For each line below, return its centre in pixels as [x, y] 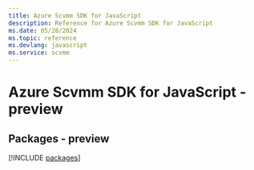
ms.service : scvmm [39, 53]
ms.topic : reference [43, 38]
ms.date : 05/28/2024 [43, 30]
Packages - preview [59, 138]
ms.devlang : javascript [48, 45]
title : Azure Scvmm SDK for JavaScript [75, 16]
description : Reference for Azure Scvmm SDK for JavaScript [111, 23]
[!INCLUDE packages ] [44, 158]
